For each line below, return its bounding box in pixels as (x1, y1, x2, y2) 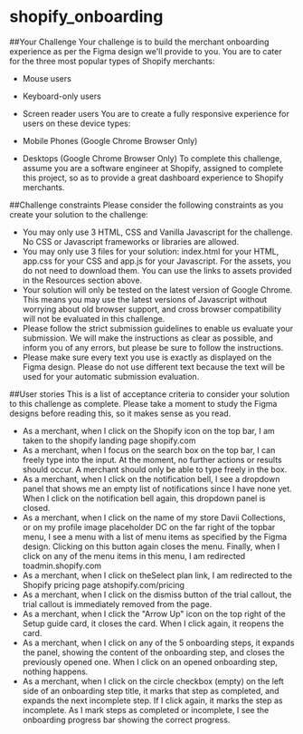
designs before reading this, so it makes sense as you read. (9, 408, 232, 419)
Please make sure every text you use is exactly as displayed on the (22, 352, 272, 362)
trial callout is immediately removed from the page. (22, 598, 213, 609)
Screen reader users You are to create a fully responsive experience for (22, 108, 289, 119)
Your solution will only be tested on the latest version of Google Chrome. (22, 284, 293, 295)
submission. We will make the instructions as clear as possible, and (22, 333, 274, 343)
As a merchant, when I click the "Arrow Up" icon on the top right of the (22, 608, 287, 619)
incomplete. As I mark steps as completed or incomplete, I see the (22, 704, 270, 715)
